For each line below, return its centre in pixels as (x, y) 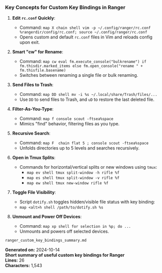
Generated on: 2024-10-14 (32, 250)
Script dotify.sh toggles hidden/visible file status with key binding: (87, 202)
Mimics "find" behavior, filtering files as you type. (69, 124)
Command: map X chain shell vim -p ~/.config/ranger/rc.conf (85, 28)
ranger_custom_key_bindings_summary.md (46, 241)
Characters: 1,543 (24, 266)
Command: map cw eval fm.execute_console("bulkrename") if (83, 61)
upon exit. (30, 42)
